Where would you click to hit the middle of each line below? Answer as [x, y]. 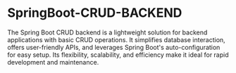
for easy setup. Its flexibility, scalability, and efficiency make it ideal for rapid [118, 55]
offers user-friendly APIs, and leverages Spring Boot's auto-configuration [114, 47]
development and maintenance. [53, 62]
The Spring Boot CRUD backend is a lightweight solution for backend [107, 32]
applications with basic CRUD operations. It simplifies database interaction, [116, 39]
